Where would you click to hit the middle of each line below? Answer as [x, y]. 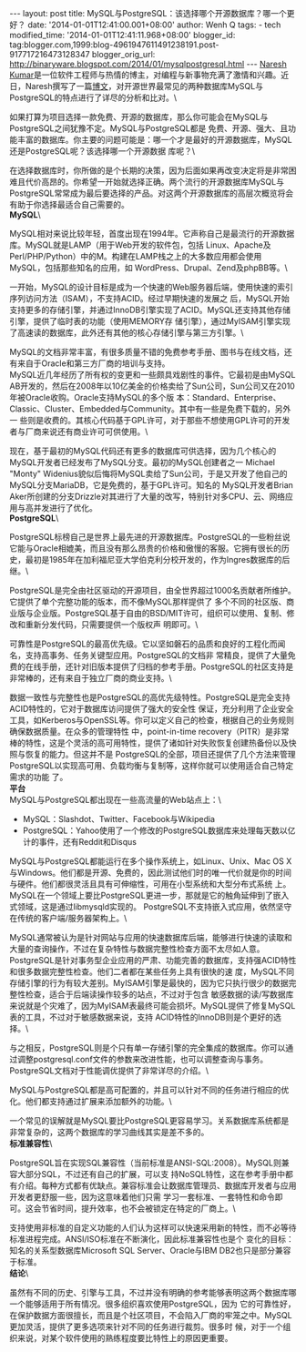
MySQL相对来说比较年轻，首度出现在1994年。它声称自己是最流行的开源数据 [152, 234]
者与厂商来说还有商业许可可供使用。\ [79, 432]
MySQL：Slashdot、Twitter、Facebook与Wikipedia [119, 819]
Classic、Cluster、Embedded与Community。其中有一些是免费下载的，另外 [150, 409]
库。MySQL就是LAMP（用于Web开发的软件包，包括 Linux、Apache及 [140, 245]
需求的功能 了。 [39, 777]
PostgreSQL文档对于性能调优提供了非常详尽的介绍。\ [109, 1071]
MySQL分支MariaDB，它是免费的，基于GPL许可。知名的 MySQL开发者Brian [152, 485]
